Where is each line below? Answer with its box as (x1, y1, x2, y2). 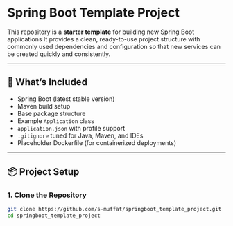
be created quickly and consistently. (7, 50, 111, 58)
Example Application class (17, 116, 95, 125)
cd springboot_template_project (7, 212, 101, 219)
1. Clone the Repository (7, 190, 87, 200)
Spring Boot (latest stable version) (17, 95, 115, 103)
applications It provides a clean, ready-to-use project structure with (7, 35, 200, 43)
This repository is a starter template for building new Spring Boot (7, 28, 195, 36)
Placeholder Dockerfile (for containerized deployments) (17, 138, 177, 147)
